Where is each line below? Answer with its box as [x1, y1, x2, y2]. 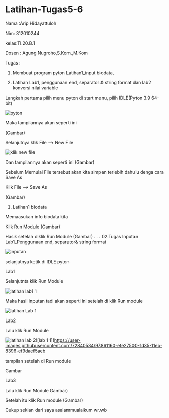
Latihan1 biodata [12, 204, 47, 210]
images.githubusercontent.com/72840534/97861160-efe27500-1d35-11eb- [5, 342, 163, 348]
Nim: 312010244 [5, 30, 40, 36]
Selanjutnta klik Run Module [5, 278, 63, 284]
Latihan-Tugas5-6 [5, 4, 83, 15]
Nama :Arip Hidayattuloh [5, 20, 57, 26]
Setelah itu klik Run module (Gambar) [5, 397, 83, 403]
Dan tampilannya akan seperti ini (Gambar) [5, 159, 95, 165]
